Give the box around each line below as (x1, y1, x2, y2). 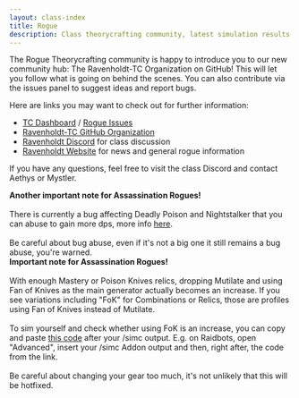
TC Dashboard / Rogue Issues (21, 117, 133, 128)
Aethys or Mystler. (9, 173, 77, 183)
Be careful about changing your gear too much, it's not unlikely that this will (9, 370, 288, 381)
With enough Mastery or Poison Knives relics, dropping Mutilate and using (9, 275, 284, 286)
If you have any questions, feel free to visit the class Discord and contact (9, 163, 278, 174)
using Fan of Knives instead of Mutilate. (9, 304, 155, 315)
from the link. (9, 351, 58, 362)
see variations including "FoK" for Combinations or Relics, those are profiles (9, 294, 289, 305)
